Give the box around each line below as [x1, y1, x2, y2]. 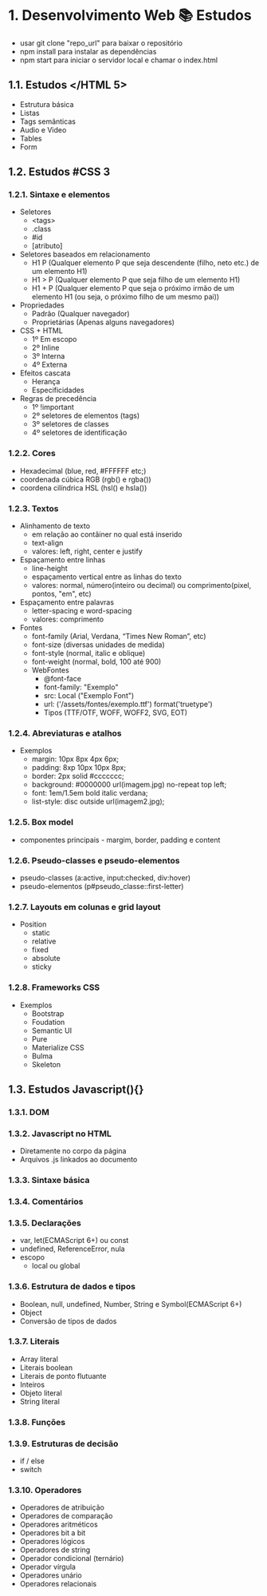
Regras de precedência [19, 394, 97, 403]
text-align [31, 538, 64, 548]
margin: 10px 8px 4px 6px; [31, 754, 120, 764]
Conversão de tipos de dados [19, 1316, 117, 1326]
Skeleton [31, 1059, 61, 1069]
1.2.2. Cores [8, 448, 56, 459]
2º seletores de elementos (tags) [31, 411, 140, 420]
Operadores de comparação [19, 1511, 113, 1521]
